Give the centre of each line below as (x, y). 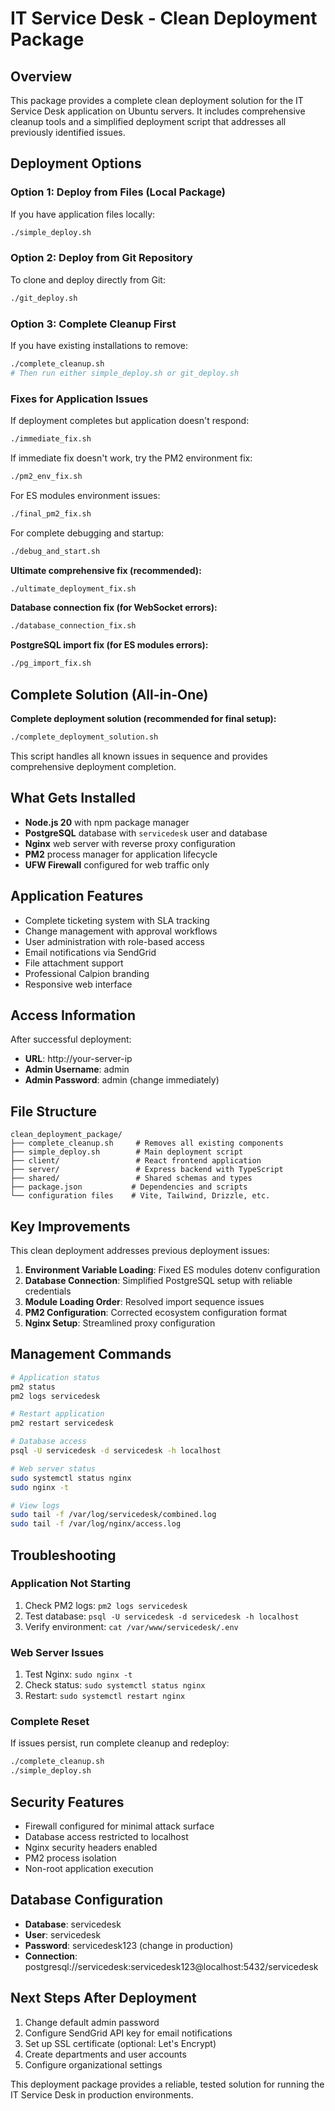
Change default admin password (92, 2022)
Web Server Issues (57, 1652)
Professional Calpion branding (87, 973)
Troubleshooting (63, 1555)
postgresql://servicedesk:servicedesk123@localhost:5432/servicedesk (171, 1966)
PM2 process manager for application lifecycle (121, 854)
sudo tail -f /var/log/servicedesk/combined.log (113, 1515)
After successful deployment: (71, 1039)
